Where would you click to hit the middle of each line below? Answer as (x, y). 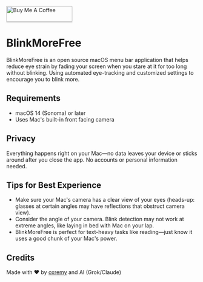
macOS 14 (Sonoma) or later (50, 113)
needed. (17, 166)
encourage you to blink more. (43, 79)
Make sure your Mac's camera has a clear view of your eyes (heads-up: (105, 200)
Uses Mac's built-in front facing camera (65, 119)
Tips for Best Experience (54, 185)
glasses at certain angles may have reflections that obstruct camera (100, 206)
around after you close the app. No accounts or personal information (92, 160)
